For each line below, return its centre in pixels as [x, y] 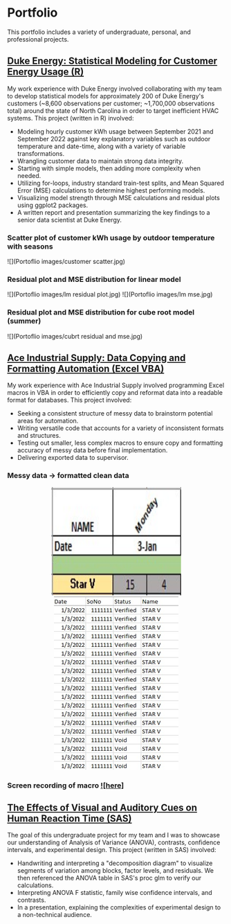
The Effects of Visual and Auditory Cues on [102, 808]
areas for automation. [48, 421]
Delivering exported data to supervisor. [73, 458]
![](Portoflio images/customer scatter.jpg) [66, 262]
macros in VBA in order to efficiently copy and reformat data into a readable [115, 393]
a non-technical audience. [54, 915]
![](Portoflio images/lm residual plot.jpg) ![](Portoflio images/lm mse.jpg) [110, 294]
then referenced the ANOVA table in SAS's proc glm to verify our [109, 878]
